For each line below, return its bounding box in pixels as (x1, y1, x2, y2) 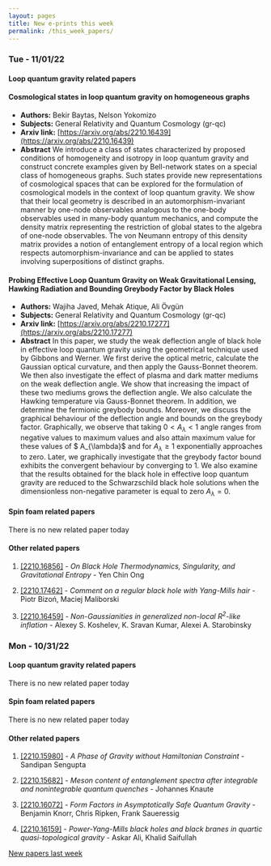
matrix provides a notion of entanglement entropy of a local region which (19, 240, 264, 250)
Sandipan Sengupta (19, 760, 87, 770)
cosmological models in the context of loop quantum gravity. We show (19, 188, 255, 198)
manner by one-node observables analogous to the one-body (19, 205, 227, 215)
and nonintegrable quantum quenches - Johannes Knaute (19, 784, 214, 794)
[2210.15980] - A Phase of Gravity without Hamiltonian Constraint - (19, 751, 245, 761)
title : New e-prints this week (8, 19, 114, 28)
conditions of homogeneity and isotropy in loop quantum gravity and (19, 153, 249, 163)
